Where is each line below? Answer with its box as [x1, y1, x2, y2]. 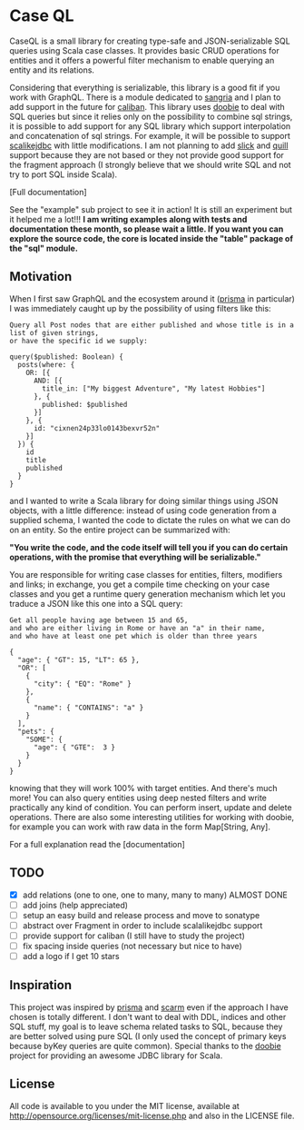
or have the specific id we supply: [9, 336, 148, 345]
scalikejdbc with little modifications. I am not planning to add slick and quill [9, 140, 289, 151]
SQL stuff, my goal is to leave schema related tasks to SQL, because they [9, 1021, 283, 1032]
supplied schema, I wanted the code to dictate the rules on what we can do [9, 514, 290, 525]
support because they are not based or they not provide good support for [9, 149, 284, 160]
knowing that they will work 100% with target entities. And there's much [9, 782, 279, 793]
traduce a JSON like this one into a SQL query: [9, 598, 183, 609]
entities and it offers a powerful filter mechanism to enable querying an [9, 55, 275, 65]
